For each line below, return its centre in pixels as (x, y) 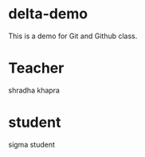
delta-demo (48, 14)
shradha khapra (34, 90)
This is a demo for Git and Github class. (73, 36)
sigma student (32, 144)
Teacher (36, 68)
